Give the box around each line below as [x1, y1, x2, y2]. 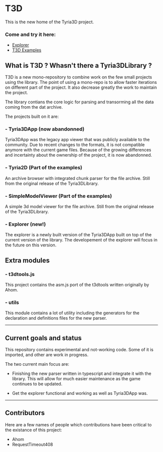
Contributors [5, 409, 45, 417]
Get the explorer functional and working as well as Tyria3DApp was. [12, 390, 148, 396]
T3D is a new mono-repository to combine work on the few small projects [5, 74, 152, 80]
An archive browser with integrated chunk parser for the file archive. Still [5, 175, 150, 181]
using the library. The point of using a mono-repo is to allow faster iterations [5, 80, 157, 85]
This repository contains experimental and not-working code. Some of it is [5, 347, 154, 353]
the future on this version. [5, 242, 57, 248]
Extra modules [5, 256, 50, 264]
